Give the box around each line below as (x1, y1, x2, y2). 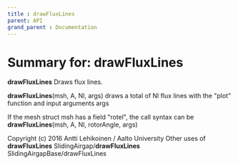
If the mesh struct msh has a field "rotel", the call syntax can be (7, 113, 194, 122)
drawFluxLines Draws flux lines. (7, 78, 103, 86)
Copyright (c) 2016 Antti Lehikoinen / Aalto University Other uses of (7, 134, 206, 143)
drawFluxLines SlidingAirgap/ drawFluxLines (7, 142, 141, 150)
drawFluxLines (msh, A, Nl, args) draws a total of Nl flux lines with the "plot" (7, 92, 232, 100)
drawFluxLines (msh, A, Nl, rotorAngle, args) (7, 120, 138, 129)
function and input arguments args (7, 99, 109, 107)
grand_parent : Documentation (7, 23, 98, 31)
